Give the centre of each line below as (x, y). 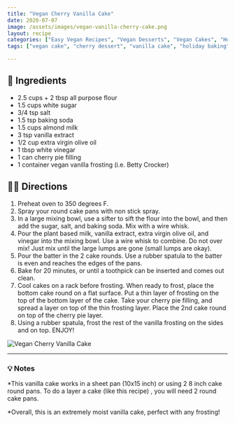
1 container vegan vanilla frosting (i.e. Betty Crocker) (93, 165)
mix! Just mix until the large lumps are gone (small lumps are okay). (114, 248)
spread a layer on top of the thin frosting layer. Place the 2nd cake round (122, 307)
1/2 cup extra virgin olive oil (57, 142)
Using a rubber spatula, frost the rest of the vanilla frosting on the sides (120, 322)
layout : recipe (29, 33)
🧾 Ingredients (37, 81)
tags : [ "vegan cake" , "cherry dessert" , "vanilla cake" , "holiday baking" (119, 46)
